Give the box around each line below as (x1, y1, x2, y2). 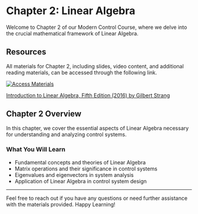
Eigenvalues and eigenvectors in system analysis (14, 171, 134, 178)
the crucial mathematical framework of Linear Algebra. (6, 29, 138, 37)
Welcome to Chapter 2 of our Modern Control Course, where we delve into (6, 24, 187, 31)
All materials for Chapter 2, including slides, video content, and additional (6, 62, 184, 70)
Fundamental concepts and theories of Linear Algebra (14, 159, 146, 166)
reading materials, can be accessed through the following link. (6, 69, 157, 76)
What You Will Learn (6, 146, 66, 154)
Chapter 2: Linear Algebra (6, 4, 136, 18)
